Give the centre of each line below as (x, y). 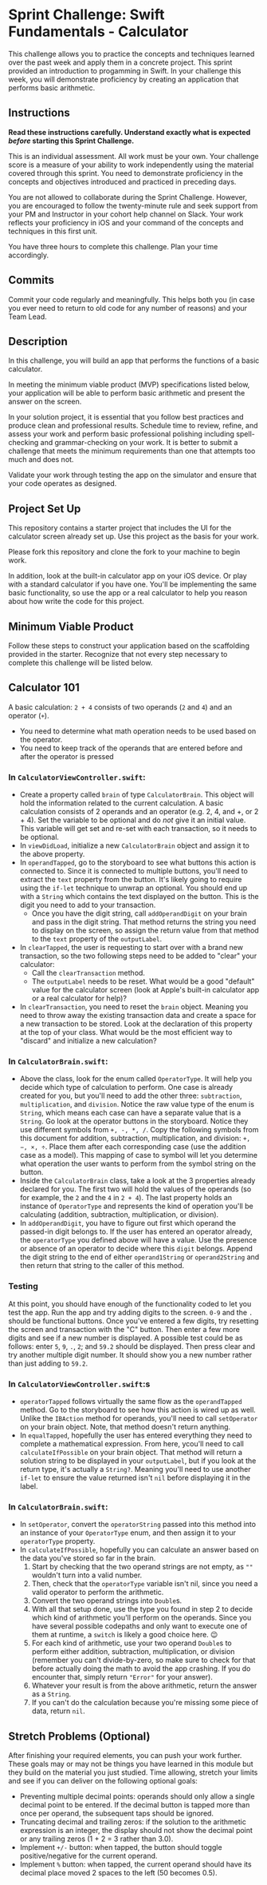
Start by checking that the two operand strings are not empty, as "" (142, 1567)
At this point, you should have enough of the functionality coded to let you (130, 1303)
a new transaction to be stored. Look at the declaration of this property (136, 1024)
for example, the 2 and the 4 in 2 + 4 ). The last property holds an (126, 1198)
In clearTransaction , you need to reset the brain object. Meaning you (134, 1007)
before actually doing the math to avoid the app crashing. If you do (141, 1668)
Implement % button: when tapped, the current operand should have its (136, 1864)
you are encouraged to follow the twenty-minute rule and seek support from (133, 205)
